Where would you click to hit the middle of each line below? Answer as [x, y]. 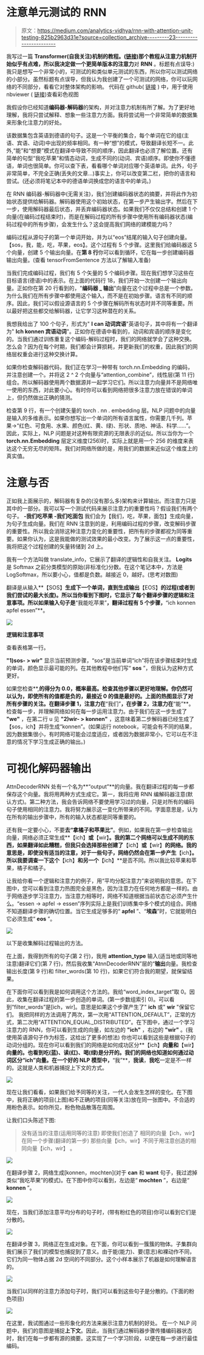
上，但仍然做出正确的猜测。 [41, 397]
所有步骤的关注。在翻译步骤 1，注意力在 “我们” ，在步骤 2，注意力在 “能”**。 [100, 703]
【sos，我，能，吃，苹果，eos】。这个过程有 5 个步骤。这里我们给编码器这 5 [102, 244]
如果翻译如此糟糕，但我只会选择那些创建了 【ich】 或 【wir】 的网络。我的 [107, 845]
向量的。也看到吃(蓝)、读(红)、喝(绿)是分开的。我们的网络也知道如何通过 [97, 1052]
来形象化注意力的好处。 [36, 122]
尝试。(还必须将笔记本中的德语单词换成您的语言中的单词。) [79, 181]
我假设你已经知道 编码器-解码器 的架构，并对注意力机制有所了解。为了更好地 [101, 107]
